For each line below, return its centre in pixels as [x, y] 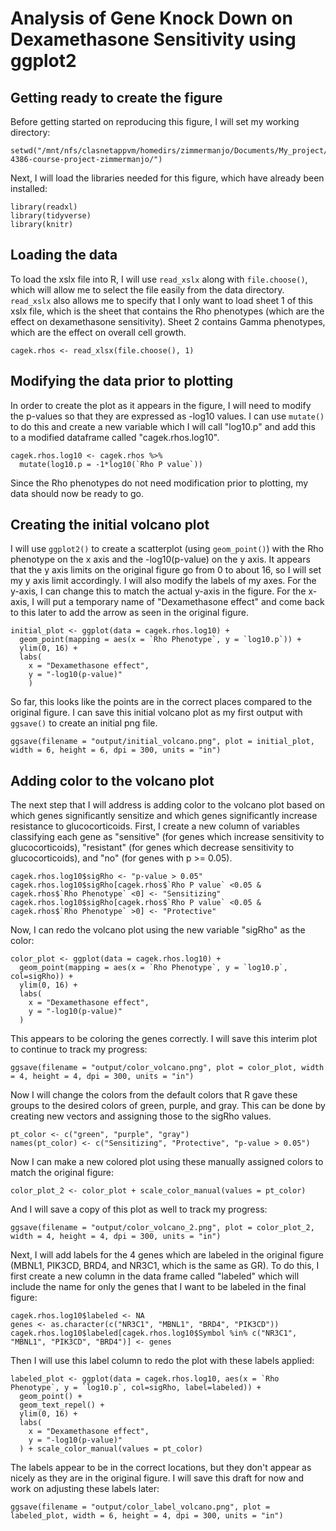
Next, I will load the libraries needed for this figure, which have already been [167, 178]
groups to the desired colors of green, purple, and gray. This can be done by [168, 1106]
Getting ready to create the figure [116, 97]
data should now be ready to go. [77, 493]
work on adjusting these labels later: [85, 1489]
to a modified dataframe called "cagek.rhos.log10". [115, 437]
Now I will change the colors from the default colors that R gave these [154, 1095]
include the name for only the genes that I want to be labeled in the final [158, 1287]
